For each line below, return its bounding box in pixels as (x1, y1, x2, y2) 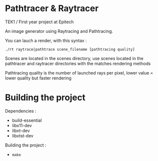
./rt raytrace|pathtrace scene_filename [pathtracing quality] (5, 47, 135, 52)
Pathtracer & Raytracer (5, 3, 99, 14)
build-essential (12, 117, 42, 123)
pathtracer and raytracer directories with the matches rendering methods (5, 60, 151, 66)
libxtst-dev (12, 132, 34, 138)
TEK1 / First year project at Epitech (5, 19, 74, 25)
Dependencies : (5, 108, 37, 114)
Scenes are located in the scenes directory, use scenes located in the (5, 55, 144, 61)
